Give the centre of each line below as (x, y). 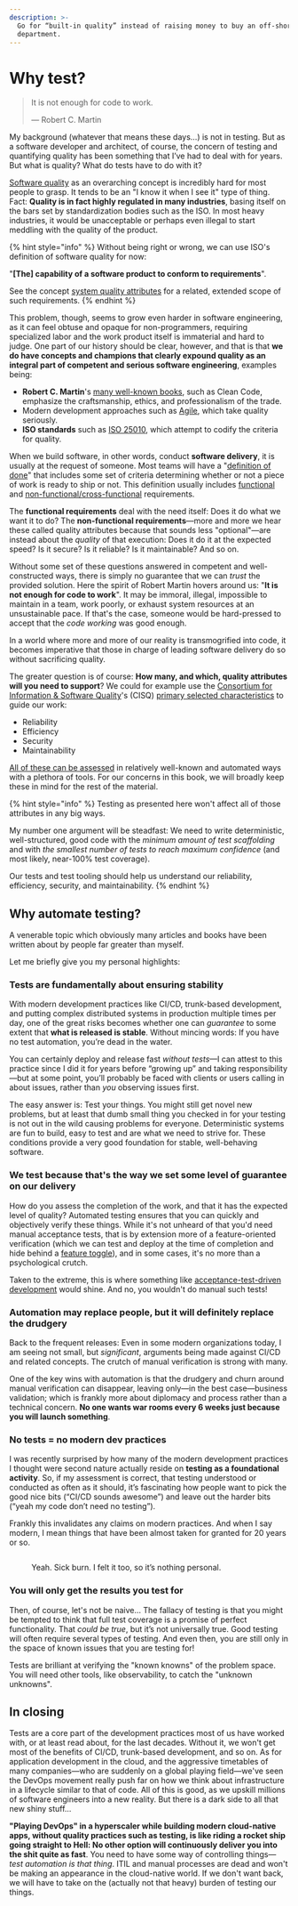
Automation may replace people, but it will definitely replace (142, 1312)
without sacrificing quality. (58, 659)
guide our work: (38, 705)
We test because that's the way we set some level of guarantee (148, 1175)
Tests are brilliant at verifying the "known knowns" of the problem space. (143, 1665)
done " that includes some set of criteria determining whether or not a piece (147, 475)
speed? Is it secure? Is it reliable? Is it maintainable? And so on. (124, 549)
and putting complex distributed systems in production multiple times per (143, 1014)
